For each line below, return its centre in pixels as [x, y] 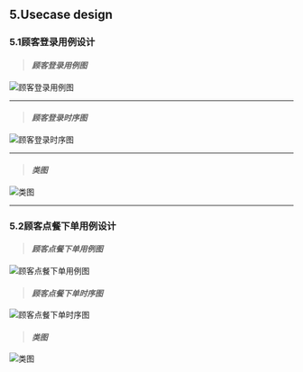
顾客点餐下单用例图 [67, 249]
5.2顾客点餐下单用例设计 [63, 226]
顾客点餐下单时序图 [67, 293]
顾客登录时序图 [59, 118]
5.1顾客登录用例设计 [52, 42]
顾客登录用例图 [59, 65]
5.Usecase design [61, 15]
